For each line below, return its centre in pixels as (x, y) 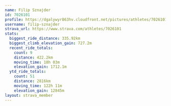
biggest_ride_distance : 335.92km (45, 39)
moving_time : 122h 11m (38, 86)
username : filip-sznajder (32, 24)
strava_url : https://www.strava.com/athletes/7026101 (63, 29)
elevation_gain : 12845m (39, 90)
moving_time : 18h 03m (37, 62)
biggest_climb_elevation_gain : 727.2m (51, 43)
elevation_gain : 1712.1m (40, 67)
